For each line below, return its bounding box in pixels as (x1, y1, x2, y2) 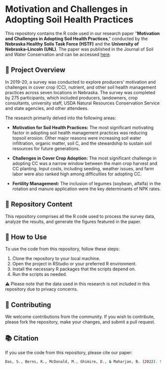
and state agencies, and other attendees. (5, 105, 89, 111)
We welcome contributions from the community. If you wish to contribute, (5, 314, 155, 320)
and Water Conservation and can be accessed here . (5, 51, 111, 57)
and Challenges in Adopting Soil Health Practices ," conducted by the (5, 36, 148, 42)
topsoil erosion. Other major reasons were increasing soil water (12, 135, 141, 141)
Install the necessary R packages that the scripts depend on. (12, 266, 136, 272)
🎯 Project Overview (5, 66, 66, 74)
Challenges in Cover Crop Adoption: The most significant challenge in (12, 155, 157, 161)
